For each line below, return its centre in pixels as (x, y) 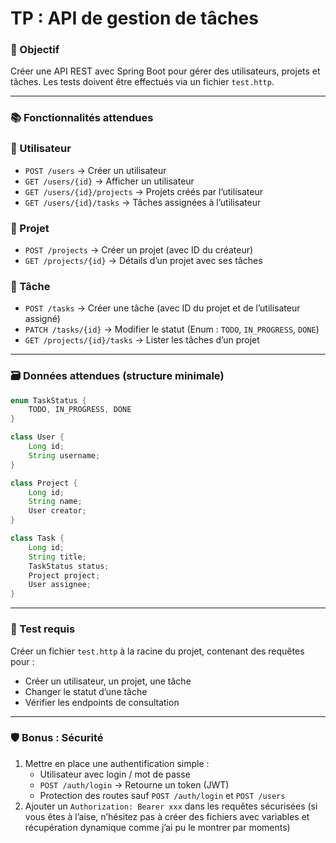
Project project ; (64, 575)
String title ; (57, 557)
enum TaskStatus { (48, 400)
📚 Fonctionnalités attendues (82, 118)
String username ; (64, 455)
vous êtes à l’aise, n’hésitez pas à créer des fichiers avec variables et (167, 816)
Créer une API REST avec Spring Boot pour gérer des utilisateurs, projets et (165, 71)
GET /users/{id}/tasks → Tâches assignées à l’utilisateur (143, 202)
